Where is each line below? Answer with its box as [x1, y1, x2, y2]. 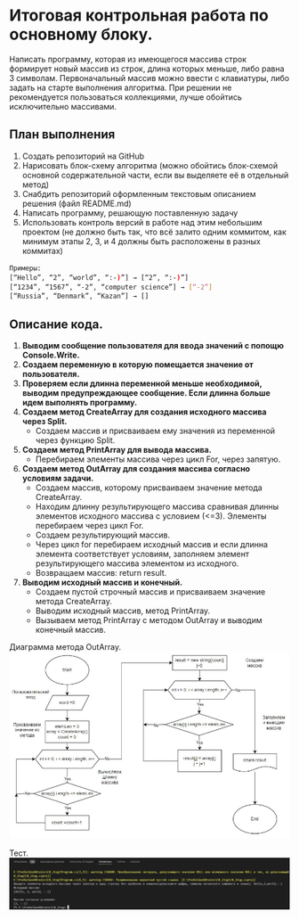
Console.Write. [21, 349, 80, 361]
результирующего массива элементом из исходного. [35, 558, 239, 569]
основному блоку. [9, 24, 153, 45]
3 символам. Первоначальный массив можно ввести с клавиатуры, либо [9, 72, 290, 83]
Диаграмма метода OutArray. [9, 642, 122, 652]
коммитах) [21, 245, 64, 256]
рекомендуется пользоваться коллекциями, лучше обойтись [9, 91, 243, 103]
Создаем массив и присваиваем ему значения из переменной [35, 425, 276, 437]
